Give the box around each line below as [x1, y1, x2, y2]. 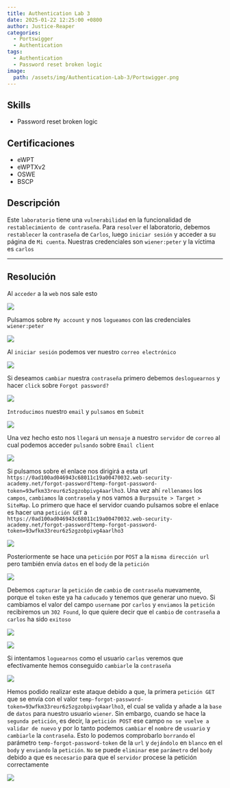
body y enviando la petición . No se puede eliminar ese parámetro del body [7, 745, 213, 754]
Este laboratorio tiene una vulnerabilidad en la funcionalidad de [7, 216, 192, 224]
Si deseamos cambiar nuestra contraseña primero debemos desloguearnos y [7, 373, 220, 382]
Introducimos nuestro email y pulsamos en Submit [7, 407, 144, 415]
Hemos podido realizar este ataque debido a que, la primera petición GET [7, 687, 215, 695]
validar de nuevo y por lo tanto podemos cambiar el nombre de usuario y [7, 723, 211, 732]
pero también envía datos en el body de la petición [7, 559, 149, 568]
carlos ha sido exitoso [7, 615, 71, 623]
